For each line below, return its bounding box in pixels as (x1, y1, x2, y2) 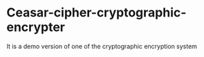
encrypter (6, 19, 65, 35)
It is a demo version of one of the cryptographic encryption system (6, 42, 198, 50)
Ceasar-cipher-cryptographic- (6, 5, 187, 21)
